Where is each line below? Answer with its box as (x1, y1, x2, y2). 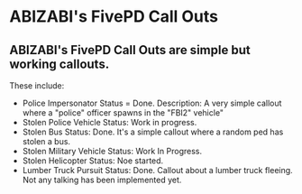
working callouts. (9, 56, 110, 71)
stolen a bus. (22, 136, 70, 146)
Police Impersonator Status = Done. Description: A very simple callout (22, 97, 282, 108)
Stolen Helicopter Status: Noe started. (22, 155, 164, 166)
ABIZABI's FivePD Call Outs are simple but (9, 42, 251, 58)
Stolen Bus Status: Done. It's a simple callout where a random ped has (22, 126, 284, 137)
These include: (9, 80, 65, 91)
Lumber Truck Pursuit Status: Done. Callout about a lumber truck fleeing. (22, 165, 293, 175)
